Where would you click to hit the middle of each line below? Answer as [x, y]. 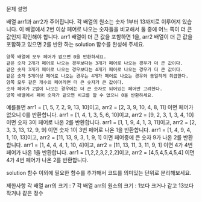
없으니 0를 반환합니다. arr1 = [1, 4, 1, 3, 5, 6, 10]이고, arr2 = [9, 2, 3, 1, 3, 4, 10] [100, 115]
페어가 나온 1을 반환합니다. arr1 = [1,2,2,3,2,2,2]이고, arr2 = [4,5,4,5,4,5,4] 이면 [100, 152]
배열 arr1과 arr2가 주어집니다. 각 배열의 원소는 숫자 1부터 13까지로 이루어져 [93, 22]
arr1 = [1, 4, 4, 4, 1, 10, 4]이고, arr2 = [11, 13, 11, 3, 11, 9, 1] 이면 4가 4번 [108, 145]
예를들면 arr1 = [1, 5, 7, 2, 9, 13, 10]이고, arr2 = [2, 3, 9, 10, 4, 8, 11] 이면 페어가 [100, 107]
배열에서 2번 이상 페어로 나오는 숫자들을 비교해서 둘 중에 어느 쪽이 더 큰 [109, 29]
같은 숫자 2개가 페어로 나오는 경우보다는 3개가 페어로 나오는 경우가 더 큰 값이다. [95, 63]
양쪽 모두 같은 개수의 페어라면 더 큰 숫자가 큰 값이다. [65, 83]
